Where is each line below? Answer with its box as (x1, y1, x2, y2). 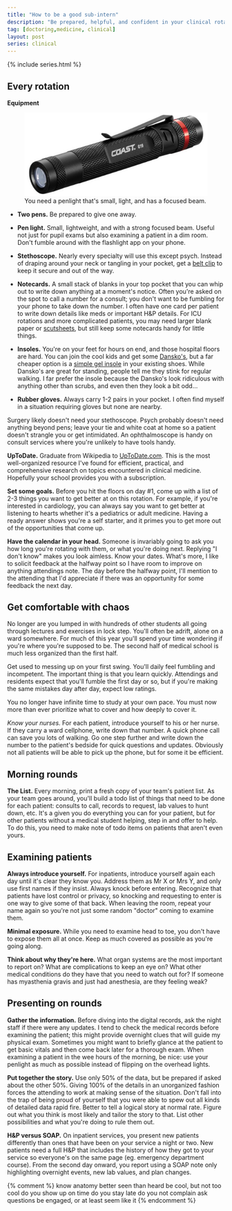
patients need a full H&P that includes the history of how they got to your (7, 1146, 214, 1154)
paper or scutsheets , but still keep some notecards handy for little (17, 324, 205, 332)
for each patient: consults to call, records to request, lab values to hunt (7, 801, 209, 810)
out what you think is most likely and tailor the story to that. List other (7, 1110, 204, 1119)
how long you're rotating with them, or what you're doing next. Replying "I (7, 544, 217, 552)
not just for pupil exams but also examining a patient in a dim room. (17, 231, 209, 239)
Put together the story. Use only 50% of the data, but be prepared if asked (7, 1073, 222, 1081)
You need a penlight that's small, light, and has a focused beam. (24, 196, 206, 204)
